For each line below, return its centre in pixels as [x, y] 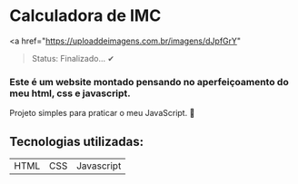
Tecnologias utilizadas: [76, 141]
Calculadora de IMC [85, 16]
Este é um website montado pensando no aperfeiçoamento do [149, 82]
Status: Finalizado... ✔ [73, 58]
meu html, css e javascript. [70, 93]
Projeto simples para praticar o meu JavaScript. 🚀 [102, 113]
